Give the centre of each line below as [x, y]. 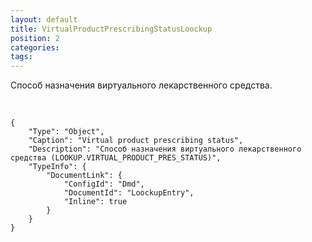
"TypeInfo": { [57, 167]
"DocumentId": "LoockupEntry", [129, 193]
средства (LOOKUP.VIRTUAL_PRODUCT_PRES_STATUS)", [116, 158]
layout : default [44, 19]
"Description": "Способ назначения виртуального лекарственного [165, 149]
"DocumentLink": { [84, 176]
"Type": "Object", [66, 132]
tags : [21, 57]
